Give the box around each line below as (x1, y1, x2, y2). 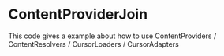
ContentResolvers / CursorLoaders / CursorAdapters (8, 39, 179, 48)
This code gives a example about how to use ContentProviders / (8, 31, 217, 40)
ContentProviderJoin (8, 5, 148, 23)
